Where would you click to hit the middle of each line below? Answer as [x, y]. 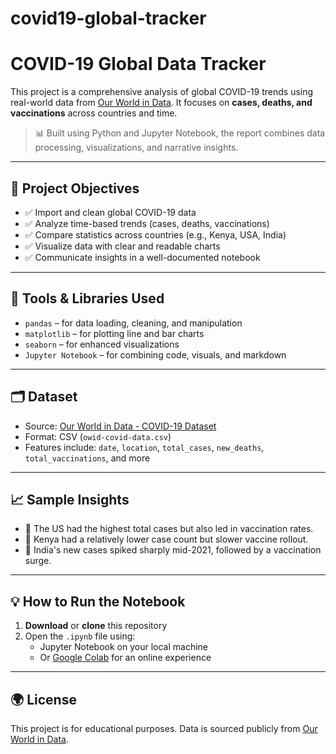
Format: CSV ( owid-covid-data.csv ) [98, 436]
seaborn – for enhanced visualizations [102, 344]
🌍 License [43, 699]
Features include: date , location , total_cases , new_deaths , [144, 447]
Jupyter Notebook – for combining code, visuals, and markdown [155, 354]
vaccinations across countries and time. [94, 113]
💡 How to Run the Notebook [98, 601]
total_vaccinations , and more [87, 458]
